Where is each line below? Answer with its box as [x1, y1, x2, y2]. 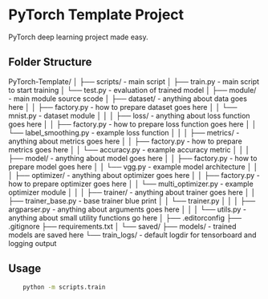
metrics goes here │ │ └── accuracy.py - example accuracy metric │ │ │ [8, 144, 250, 154]
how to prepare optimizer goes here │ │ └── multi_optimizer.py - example [8, 179, 254, 188]
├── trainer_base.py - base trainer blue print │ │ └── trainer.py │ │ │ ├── [8, 196, 256, 205]
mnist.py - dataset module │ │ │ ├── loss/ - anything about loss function [8, 111, 250, 120]
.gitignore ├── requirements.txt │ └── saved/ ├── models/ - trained [8, 221, 237, 231]
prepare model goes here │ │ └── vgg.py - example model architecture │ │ [8, 162, 258, 172]
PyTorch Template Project [8, 6, 185, 24]
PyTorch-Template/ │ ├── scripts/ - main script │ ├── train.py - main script [8, 76, 259, 86]
